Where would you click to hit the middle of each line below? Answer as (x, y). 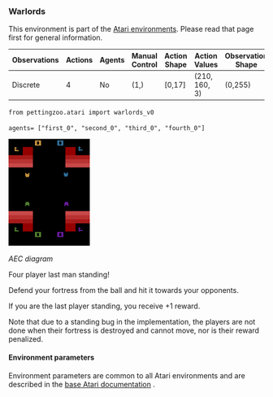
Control (145, 64)
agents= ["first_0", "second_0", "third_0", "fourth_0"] (107, 128)
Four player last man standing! (59, 274)
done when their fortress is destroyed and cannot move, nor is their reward (134, 330)
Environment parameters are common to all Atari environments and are (127, 375)
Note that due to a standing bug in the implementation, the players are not (132, 321)
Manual (145, 55)
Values (206, 64)
